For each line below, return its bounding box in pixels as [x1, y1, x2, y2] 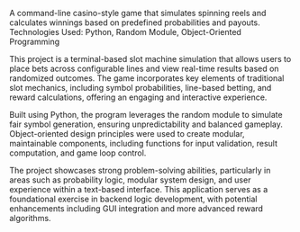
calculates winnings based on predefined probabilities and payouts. [9, 17, 260, 28]
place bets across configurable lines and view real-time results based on [9, 63, 279, 74]
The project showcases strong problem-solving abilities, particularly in [9, 165, 271, 175]
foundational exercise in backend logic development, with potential [9, 193, 258, 204]
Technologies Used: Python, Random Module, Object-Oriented [9, 27, 241, 37]
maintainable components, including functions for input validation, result [9, 138, 277, 148]
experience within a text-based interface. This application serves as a [9, 184, 268, 194]
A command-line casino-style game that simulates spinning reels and [9, 8, 267, 18]
